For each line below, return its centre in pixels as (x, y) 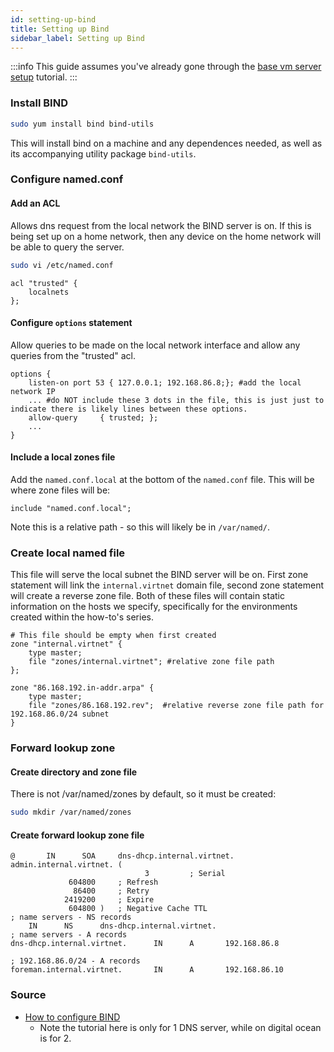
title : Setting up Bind (60, 29)
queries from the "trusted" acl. (73, 355)
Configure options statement (71, 323)
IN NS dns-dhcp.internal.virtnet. (122, 926)
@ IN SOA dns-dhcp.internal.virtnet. (122, 856)
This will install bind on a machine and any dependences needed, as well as (166, 143)
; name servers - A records (69, 935)
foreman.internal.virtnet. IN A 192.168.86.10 (147, 970)
